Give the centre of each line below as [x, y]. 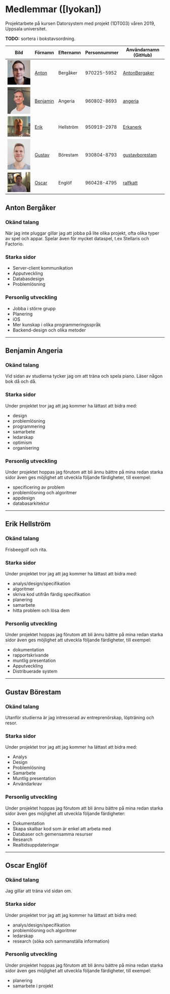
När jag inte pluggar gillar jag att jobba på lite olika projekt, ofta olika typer [82, 233]
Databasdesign [28, 279]
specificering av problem [38, 487]
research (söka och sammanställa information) [61, 941]
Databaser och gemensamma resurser [53, 834]
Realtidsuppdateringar [36, 844]
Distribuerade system [35, 671]
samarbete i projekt [33, 986]
